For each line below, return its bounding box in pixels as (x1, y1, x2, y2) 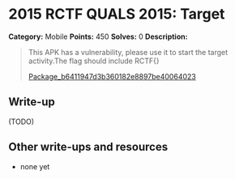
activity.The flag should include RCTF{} (28, 56, 160, 66)
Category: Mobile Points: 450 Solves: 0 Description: (8, 32, 188, 41)
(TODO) (8, 117, 35, 126)
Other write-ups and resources (8, 140, 169, 154)
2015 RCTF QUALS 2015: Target (8, 5, 225, 23)
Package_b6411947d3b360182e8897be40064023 (28, 71, 196, 81)
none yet (19, 161, 50, 171)
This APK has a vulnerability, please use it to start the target (28, 47, 229, 57)
